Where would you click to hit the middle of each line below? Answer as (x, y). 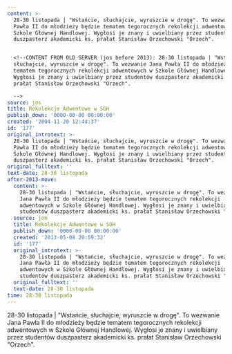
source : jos (24, 102)
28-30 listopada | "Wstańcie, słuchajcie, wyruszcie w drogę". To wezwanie (113, 315)
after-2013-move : (32, 180)
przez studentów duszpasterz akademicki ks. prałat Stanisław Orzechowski (115, 337)
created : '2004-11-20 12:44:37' (54, 122)
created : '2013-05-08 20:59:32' (60, 237)
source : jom (31, 218)
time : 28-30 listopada (40, 295)
